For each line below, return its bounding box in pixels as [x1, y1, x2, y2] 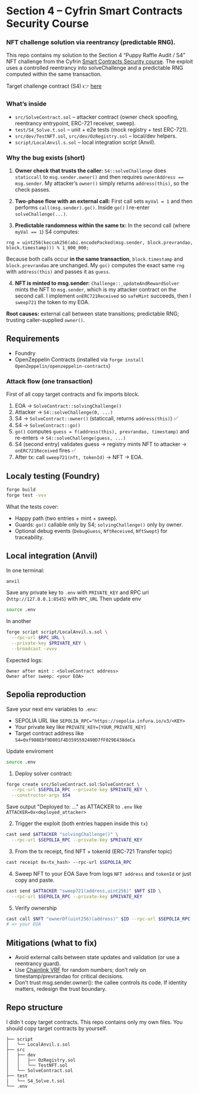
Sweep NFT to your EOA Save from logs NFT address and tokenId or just [14, 870, 192, 877]
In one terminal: [6, 566, 45, 574]
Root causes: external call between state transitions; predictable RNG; [6, 310, 179, 317]
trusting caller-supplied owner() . [6, 317, 85, 324]
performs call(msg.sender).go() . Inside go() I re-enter [14, 204, 150, 211]
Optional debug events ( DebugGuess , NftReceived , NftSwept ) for [14, 527, 168, 534]
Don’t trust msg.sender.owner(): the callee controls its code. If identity [14, 979, 188, 986]
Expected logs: [6, 656, 43, 664]
